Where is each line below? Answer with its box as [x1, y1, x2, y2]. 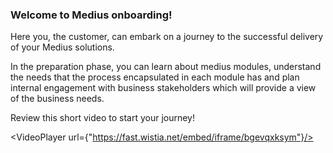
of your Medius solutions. [10, 41, 115, 53]
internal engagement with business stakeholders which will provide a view [10, 82, 317, 94]
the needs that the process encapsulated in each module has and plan [10, 71, 300, 83]
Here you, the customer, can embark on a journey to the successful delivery [10, 31, 324, 43]
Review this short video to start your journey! [10, 112, 195, 124]
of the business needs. [10, 93, 105, 105]
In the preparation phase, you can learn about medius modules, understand [10, 61, 322, 73]
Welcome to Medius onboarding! [10, 8, 173, 22]
